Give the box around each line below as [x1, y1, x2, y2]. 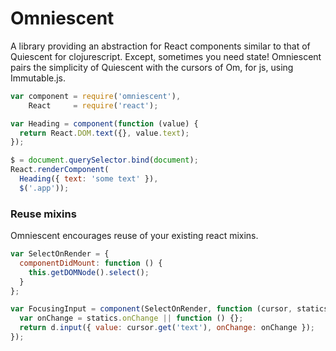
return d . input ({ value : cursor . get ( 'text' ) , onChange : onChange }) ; [19, 323, 315, 333]
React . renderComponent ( [10, 165, 110, 175]
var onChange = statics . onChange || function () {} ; [19, 313, 244, 324]
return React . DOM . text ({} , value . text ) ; [19, 128, 190, 138]
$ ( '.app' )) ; [19, 183, 70, 193]
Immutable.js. [10, 72, 67, 84]
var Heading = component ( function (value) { [10, 118, 199, 129]
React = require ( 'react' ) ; [28, 100, 159, 111]
